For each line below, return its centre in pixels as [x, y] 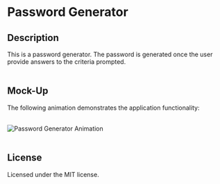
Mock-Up [28, 91]
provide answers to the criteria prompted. [67, 62]
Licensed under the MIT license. [53, 174]
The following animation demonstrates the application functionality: [103, 108]
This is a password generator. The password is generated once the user [110, 54]
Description [33, 38]
